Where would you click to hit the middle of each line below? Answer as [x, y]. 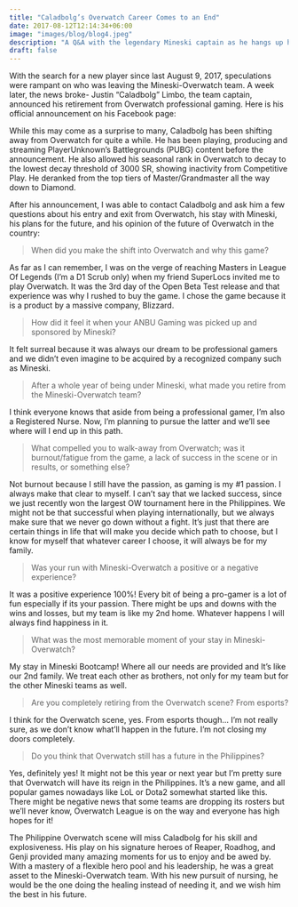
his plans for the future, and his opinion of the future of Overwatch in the [142, 224]
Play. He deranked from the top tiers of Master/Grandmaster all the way [140, 178]
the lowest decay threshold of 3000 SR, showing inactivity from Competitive [149, 169]
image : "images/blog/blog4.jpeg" [71, 34]
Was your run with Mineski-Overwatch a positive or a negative [145, 568]
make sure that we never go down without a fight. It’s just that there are [139, 522]
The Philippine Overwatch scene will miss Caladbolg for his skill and [133, 838]
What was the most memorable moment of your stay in [131, 640]
